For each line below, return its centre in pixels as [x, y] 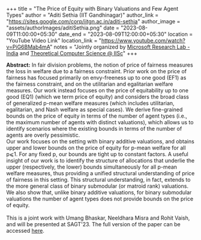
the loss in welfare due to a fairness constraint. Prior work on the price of [97, 71]
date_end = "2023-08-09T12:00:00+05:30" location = [126, 34]
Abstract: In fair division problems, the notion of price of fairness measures [100, 65]
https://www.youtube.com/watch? [143, 40]
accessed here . [25, 231]
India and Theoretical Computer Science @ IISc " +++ [72, 53]
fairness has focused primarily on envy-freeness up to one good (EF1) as [96, 78]
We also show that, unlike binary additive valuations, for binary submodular [99, 192]
